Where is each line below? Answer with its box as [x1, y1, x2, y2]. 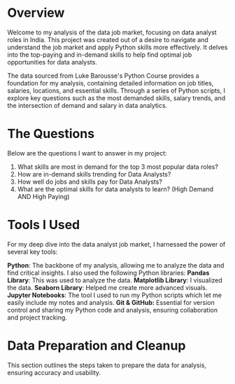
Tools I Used [7, 217, 80, 233]
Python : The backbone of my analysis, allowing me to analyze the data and [7, 261, 225, 269]
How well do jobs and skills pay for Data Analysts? [17, 177, 163, 186]
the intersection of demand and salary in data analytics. [7, 101, 168, 109]
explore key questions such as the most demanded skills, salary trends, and [7, 93, 226, 102]
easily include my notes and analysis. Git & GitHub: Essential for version [7, 298, 215, 306]
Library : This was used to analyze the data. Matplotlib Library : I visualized [7, 275, 222, 284]
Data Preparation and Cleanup [7, 338, 186, 353]
